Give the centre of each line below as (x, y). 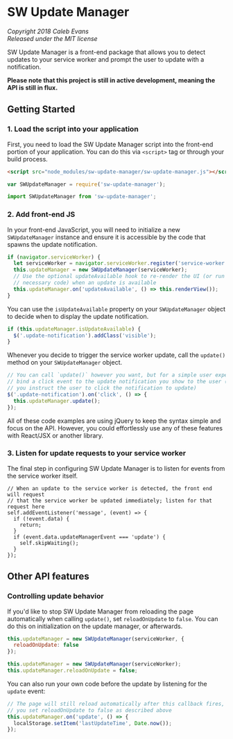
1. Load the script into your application (73, 129)
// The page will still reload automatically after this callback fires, (116, 704)
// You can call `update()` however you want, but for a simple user (110, 375)
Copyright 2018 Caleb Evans (48, 31)
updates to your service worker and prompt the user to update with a (106, 59)
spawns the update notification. (52, 244)
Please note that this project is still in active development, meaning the (111, 80)
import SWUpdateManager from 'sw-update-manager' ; (82, 197)
